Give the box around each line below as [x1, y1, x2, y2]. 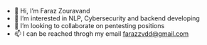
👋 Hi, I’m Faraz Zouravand [14, 7, 90, 15]
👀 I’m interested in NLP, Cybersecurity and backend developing [14, 14, 201, 22]
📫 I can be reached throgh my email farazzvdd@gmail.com [14, 30, 189, 38]
